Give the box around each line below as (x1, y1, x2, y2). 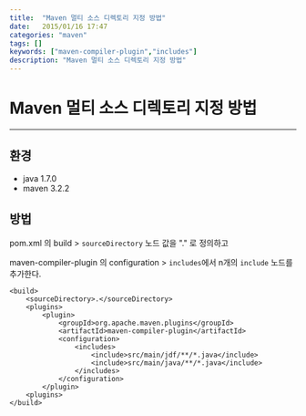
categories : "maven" (9, 30, 88, 39)
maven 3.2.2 (22, 182, 70, 193)
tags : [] (9, 38, 43, 48)
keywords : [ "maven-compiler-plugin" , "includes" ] (9, 47, 198, 57)
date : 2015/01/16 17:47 (9, 22, 107, 31)
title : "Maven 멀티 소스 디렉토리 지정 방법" (9, 13, 167, 23)
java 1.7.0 (22, 172, 57, 183)
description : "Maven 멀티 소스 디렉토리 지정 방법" (9, 56, 187, 65)
